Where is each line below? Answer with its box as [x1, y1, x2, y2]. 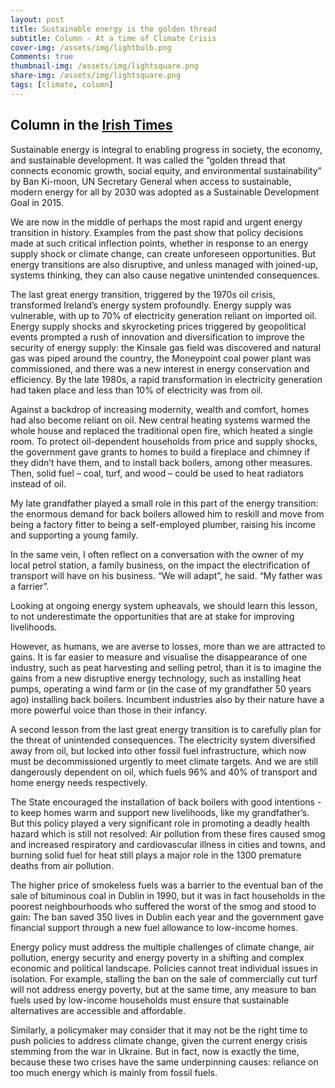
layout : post [10, 14, 65, 25]
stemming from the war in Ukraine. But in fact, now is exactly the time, [10, 1045, 300, 1057]
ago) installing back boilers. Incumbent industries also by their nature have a [10, 693, 325, 705]
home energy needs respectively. [10, 776, 148, 788]
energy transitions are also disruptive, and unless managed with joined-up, [10, 258, 319, 270]
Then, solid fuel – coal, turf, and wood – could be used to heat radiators [10, 467, 304, 479]
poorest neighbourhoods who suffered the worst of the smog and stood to [10, 900, 317, 912]
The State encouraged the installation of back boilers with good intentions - [10, 796, 322, 808]
